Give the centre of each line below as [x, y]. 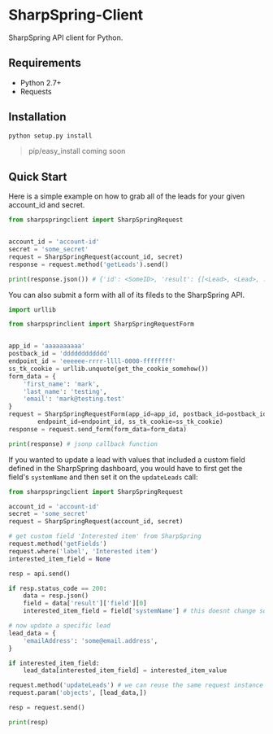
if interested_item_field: [54, 663]
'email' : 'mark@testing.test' [74, 399]
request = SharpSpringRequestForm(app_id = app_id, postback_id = [118, 414]
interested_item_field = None [60, 559]
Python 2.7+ [41, 82]
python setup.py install [50, 136]
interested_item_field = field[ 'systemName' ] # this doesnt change [139, 611]
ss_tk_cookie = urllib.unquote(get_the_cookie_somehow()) [108, 369]
